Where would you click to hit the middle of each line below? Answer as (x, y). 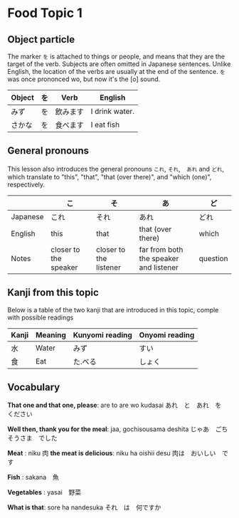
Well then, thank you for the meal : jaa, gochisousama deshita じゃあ (108, 429)
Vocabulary (34, 387)
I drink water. (113, 111)
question (213, 258)
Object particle (41, 39)
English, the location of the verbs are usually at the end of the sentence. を (116, 72)
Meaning (51, 334)
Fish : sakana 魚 (33, 477)
